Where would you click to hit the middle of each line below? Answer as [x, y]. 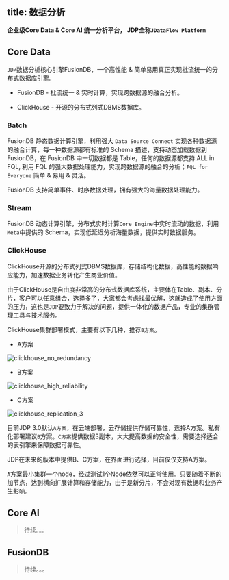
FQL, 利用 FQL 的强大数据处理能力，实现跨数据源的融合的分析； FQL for [108, 166]
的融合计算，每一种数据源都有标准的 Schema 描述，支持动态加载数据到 [107, 149]
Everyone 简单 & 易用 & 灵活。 [49, 175]
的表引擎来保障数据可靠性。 [46, 444]
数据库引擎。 [37, 78]
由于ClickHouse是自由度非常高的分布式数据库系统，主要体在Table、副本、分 [115, 289]
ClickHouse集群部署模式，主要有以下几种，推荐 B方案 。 [84, 329]
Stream [19, 207]
